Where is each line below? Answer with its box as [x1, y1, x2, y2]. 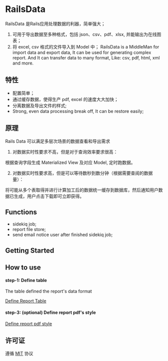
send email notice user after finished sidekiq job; [12, 231, 113, 238]
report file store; [12, 226, 46, 232]
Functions [5, 207, 37, 216]
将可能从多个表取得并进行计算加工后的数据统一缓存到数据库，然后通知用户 [5, 186, 158, 193]
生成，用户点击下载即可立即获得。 [13, 193, 84, 199]
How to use [5, 263, 41, 272]
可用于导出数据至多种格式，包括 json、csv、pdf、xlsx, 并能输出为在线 [12, 31, 157, 37]
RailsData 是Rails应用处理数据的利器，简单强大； [5, 20, 106, 26]
